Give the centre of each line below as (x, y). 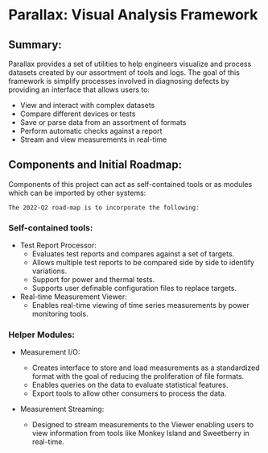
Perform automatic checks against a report (91, 131)
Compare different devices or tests (78, 114)
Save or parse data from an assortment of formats (103, 122)
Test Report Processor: (58, 245)
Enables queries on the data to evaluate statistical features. (130, 385)
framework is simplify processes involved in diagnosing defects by (119, 81)
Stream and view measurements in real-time (93, 139)
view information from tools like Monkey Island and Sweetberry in (140, 434)
